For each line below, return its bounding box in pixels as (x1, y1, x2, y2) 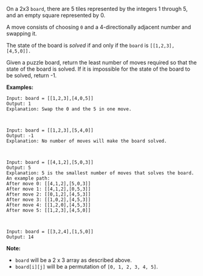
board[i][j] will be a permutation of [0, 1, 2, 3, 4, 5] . (15, 263, 158, 270)
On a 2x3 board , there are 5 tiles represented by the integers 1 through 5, (6, 5, 188, 12)
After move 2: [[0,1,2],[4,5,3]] (6, 191, 91, 197)
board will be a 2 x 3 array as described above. (15, 257, 132, 264)
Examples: (6, 83, 33, 91)
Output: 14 (6, 234, 34, 240)
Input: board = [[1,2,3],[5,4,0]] (6, 127, 94, 133)
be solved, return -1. (6, 72, 57, 79)
